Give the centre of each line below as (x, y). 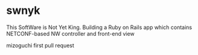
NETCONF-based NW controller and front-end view (70, 33)
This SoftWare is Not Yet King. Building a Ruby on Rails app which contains (99, 27)
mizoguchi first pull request (40, 45)
